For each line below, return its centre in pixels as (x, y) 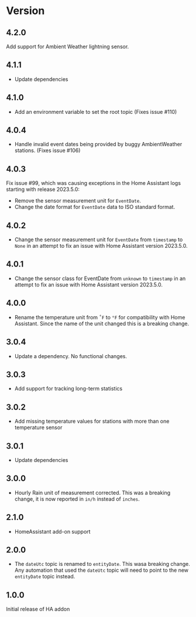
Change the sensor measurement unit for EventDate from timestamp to (99, 240)
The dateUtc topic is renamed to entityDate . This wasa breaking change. (102, 564)
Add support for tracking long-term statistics (68, 389)
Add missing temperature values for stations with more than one (92, 422)
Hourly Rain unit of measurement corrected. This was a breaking (92, 493)
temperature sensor (38, 427)
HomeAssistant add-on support (52, 531)
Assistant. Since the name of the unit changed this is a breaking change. (102, 323)
